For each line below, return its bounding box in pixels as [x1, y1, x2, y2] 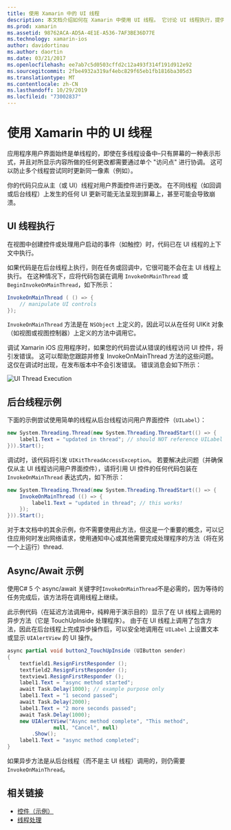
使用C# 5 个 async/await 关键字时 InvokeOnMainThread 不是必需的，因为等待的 [7, 585, 224, 592]
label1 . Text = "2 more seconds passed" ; [19, 705, 137, 712]
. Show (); [32, 731, 57, 738]
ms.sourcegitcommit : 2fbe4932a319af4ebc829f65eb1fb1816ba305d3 [7, 68, 192, 74]
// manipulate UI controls [19, 300, 97, 307]
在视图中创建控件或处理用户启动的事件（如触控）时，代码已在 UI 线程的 [7, 240, 210, 248]
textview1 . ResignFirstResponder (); [19, 673, 125, 680]
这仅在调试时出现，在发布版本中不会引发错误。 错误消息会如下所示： [7, 361, 201, 369]
